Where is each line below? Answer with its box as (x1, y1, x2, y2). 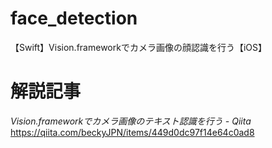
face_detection (10, 7, 138, 30)
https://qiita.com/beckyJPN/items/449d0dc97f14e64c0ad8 (10, 126, 255, 138)
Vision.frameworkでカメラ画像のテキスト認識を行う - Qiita (10, 115, 252, 127)
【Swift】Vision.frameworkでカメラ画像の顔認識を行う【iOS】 (10, 41, 267, 53)
